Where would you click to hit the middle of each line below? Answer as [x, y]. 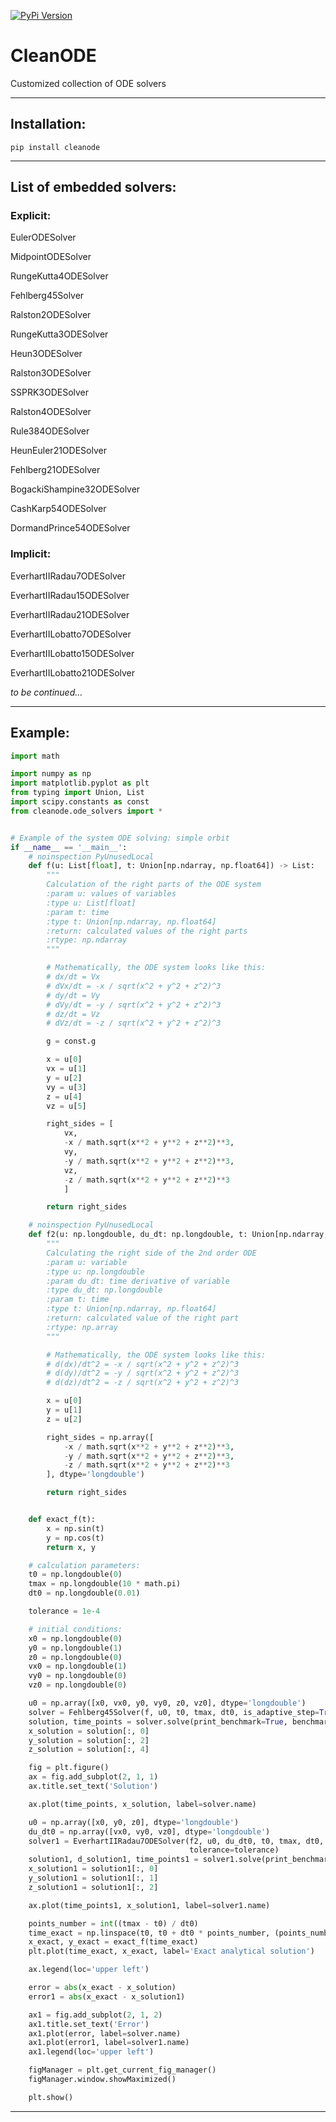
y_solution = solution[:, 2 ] [89, 1740]
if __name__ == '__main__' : [69, 847]
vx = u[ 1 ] [66, 1069]
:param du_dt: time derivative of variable [138, 1281]
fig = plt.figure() [69, 1768]
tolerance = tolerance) [234, 1850]
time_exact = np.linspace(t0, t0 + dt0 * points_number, [149, 1933]
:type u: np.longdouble [95, 1271]
